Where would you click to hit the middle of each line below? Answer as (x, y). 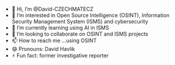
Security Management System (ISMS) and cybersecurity (80, 21)
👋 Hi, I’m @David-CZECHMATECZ (53, 9)
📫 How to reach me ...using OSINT (54, 40)
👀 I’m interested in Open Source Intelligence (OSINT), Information (90, 15)
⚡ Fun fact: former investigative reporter (60, 55)
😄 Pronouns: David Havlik (43, 49)
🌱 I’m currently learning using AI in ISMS (60, 28)
